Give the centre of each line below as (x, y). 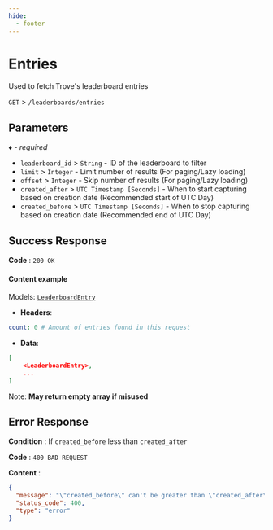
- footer (30, 24)
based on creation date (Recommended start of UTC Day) (117, 198)
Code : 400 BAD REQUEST (48, 458)
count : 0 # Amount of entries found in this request (100, 328)
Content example (38, 278)
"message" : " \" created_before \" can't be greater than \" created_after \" (143, 496)
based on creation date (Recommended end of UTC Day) (115, 215)
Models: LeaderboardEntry (52, 297)
